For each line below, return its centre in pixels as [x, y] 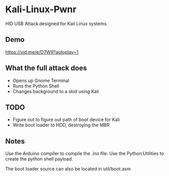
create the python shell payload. [39, 159]
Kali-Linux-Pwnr [41, 9]
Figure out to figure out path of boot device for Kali [66, 120]
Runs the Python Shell [36, 86]
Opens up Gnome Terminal [41, 80]
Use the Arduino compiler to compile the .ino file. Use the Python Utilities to [85, 153]
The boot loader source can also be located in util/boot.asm [68, 169]
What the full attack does [46, 68]
